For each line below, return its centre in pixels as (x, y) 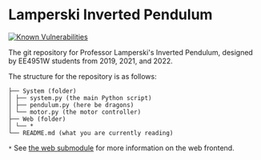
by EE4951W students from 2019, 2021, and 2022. (91, 61)
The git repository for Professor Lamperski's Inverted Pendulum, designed (131, 52)
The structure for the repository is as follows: (83, 76)
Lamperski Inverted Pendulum (110, 15)
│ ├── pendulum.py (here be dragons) (71, 105)
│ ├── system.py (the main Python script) (80, 98)
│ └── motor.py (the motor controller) (75, 112)
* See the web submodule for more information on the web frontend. (121, 148)
